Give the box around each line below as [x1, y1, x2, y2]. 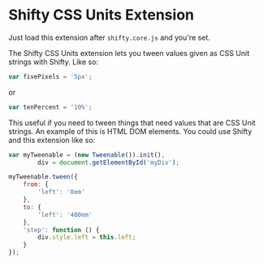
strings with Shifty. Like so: [8, 57, 99, 67]
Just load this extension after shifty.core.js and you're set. [8, 32, 211, 42]
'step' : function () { [23, 226, 100, 234]
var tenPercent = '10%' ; [8, 103, 93, 111]
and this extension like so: [8, 135, 96, 145]
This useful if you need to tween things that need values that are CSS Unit [8, 118, 256, 128]
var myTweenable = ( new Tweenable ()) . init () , [8, 150, 165, 159]
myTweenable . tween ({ [8, 173, 79, 181]
